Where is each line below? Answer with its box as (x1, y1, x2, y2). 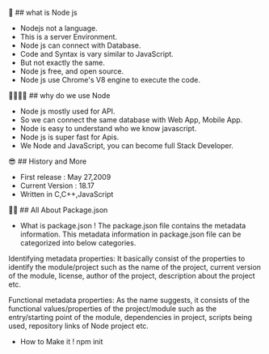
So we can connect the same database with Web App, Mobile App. (19, 115, 243, 125)
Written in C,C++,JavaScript (19, 190, 114, 198)
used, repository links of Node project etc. (8, 321, 149, 331)
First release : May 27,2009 (19, 173, 111, 181)
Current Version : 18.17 (19, 181, 95, 190)
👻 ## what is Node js (8, 8, 78, 17)
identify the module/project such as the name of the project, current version (8, 262, 261, 271)
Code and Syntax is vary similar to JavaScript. (19, 49, 174, 58)
